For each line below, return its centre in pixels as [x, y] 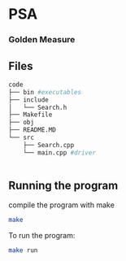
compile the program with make [62, 205]
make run [23, 250]
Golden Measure [42, 40]
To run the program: [42, 236]
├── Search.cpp [49, 145]
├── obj [22, 123]
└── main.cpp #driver [59, 152]
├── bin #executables [45, 92]
